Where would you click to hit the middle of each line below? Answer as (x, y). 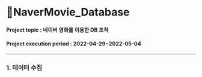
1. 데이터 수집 (24, 67)
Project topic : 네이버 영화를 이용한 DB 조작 (57, 30)
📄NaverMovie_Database (68, 12)
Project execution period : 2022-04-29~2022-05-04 (74, 44)
